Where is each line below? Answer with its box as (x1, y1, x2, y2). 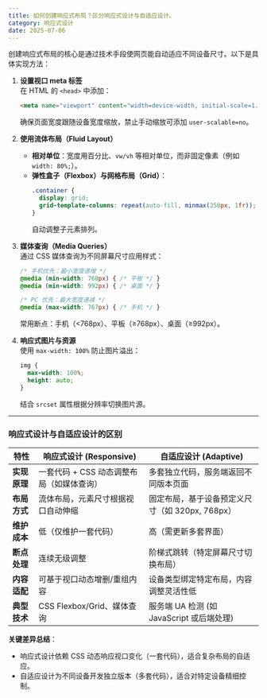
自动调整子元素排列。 (31, 224, 102, 234)
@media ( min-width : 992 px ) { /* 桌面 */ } (19, 281, 161, 290)
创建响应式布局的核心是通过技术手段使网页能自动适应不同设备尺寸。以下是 (8, 49, 252, 59)
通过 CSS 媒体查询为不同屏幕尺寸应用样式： (19, 251, 164, 261)
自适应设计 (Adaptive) (160, 451, 244, 462)
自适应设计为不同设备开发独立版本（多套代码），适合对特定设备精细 (19, 671, 240, 681)
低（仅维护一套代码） (38, 525, 118, 537)
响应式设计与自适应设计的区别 (8, 428, 123, 440)
